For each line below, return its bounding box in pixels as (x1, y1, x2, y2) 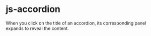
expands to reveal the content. (6, 25, 69, 31)
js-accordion (6, 3, 61, 15)
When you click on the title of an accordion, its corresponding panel (6, 20, 146, 26)
